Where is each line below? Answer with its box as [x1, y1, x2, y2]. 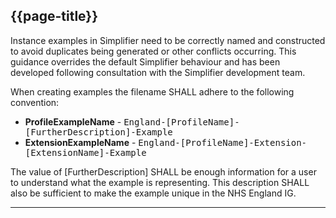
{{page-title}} [10, 8, 99, 25]
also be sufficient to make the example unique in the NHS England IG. [10, 187, 297, 199]
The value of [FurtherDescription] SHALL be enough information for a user [10, 165, 317, 178]
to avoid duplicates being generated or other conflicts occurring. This [10, 45, 297, 57]
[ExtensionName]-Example [24, 147, 147, 158]
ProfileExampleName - [24, 115, 122, 128]
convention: [10, 96, 60, 108]
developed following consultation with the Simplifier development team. [10, 66, 306, 78]
